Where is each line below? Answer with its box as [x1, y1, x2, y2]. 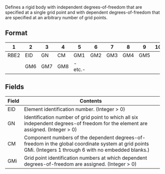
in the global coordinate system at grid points [45, 140, 149, 147]
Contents [80, 97, 102, 104]
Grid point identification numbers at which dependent [24, 154, 147, 161]
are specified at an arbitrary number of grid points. [5, 15, 108, 20]
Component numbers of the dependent [24, 134, 114, 141]
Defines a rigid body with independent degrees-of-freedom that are [5, 4, 142, 10]
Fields [5, 83, 25, 91]
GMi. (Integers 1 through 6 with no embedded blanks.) [24, 146, 150, 153]
